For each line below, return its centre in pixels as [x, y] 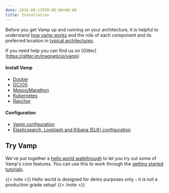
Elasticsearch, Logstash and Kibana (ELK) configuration [72, 130]
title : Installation [27, 15]
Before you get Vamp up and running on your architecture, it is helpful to [82, 29]
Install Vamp [19, 68]
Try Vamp [21, 146]
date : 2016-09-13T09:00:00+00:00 [41, 10]
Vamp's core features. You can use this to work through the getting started [84, 164]
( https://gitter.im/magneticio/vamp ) [42, 56]
